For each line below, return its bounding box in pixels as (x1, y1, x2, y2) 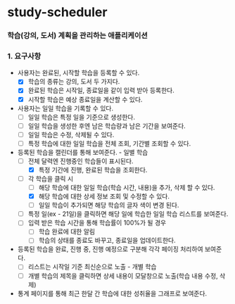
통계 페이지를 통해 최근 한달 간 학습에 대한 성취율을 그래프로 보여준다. (17, 289, 208, 298)
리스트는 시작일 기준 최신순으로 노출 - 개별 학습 (27, 262, 157, 271)
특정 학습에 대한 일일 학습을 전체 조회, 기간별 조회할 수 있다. (27, 139, 191, 148)
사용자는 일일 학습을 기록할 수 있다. (17, 103, 114, 113)
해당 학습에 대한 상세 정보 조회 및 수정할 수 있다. (38, 192, 170, 201)
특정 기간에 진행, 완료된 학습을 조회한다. (38, 165, 148, 174)
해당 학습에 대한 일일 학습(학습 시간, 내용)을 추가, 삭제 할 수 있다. (38, 184, 215, 192)
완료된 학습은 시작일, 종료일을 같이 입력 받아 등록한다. (27, 86, 174, 95)
